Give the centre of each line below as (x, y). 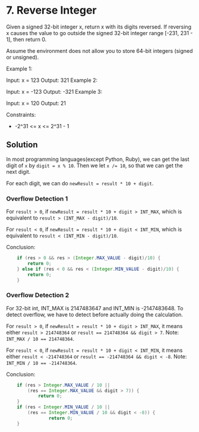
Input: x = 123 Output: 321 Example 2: (52, 80)
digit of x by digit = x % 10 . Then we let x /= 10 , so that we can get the (94, 165)
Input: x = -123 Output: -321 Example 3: (54, 91)
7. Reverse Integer (51, 10)
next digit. (18, 171)
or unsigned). (23, 57)
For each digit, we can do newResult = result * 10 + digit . (80, 183)
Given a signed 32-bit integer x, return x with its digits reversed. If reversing (99, 27)
